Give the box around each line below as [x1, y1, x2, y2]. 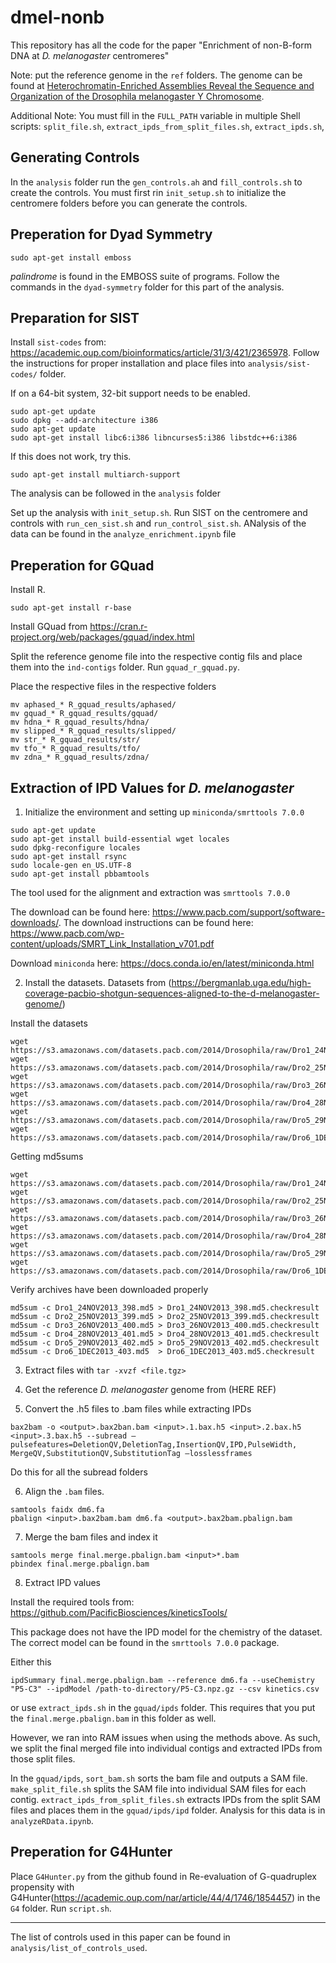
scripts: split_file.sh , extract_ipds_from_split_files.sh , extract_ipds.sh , [10, 120, 325, 132]
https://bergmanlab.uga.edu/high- [171, 977, 312, 988]
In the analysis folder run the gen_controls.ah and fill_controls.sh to [10, 176, 303, 188]
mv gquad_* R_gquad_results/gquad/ [10, 709, 159, 719]
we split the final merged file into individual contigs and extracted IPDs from [10, 1742, 323, 1754]
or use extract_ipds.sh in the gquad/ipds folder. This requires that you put [10, 1702, 316, 1713]
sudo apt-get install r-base [10, 603, 132, 613]
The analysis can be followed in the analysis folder [10, 487, 222, 500]
